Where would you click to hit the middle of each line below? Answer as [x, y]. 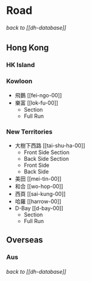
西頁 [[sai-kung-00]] [40, 193]
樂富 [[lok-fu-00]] [37, 103]
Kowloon [19, 81]
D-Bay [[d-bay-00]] [39, 208]
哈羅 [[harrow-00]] [38, 201]
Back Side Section [46, 158]
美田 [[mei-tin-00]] [38, 178]
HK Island [21, 65]
